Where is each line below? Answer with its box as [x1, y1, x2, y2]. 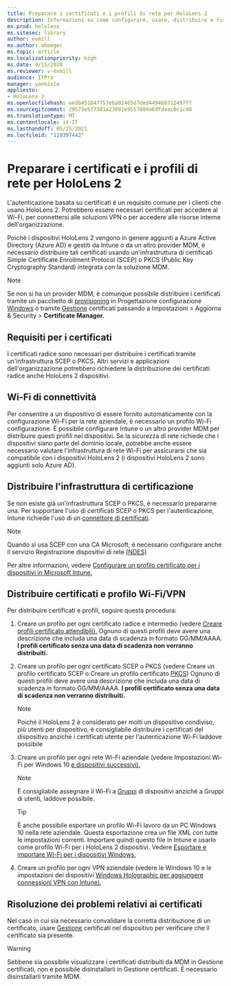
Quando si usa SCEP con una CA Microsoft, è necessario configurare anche [7, 540, 222, 549]
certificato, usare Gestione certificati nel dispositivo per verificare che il [7, 924, 210, 932]
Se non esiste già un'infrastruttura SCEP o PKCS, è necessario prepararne [7, 499, 217, 507]
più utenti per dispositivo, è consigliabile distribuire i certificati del [16, 725, 203, 734]
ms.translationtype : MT [7, 112, 76, 119]
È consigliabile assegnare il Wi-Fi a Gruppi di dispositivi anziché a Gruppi [16, 787, 224, 796]
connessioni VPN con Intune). [16, 878, 102, 887]
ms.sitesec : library [7, 29, 67, 36]
